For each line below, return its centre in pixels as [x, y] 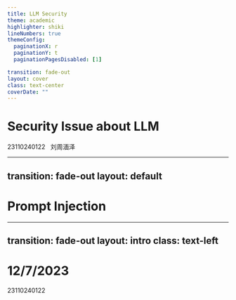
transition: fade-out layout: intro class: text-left [113, 241]
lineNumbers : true [34, 33]
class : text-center [36, 85]
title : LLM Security [38, 14]
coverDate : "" [28, 92]
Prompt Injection [57, 206]
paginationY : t [36, 53]
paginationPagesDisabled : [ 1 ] [58, 60]
